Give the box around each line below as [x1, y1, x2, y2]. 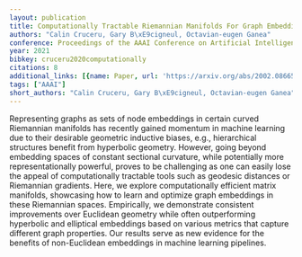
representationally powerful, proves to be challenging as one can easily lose [9, 161, 291, 172]
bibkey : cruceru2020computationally [9, 55, 147, 64]
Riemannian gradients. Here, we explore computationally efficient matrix [9, 180, 277, 191]
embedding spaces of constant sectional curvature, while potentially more [9, 151, 285, 162]
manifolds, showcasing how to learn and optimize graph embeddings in [9, 190, 274, 200]
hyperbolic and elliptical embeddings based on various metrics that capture [9, 217, 289, 229]
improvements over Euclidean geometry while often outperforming [9, 208, 256, 219]
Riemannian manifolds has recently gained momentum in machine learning [9, 122, 286, 133]
